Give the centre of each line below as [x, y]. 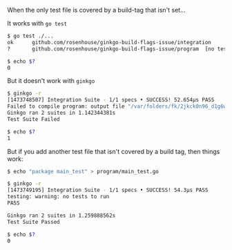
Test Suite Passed [33, 222]
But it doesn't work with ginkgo [51, 81]
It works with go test [37, 23]
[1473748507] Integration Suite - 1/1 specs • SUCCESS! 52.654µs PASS [111, 100]
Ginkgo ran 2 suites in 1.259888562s [61, 215]
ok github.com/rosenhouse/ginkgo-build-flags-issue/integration [109, 42]
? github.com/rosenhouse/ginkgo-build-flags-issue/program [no [111, 49]
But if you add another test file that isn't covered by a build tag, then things [114, 151]
